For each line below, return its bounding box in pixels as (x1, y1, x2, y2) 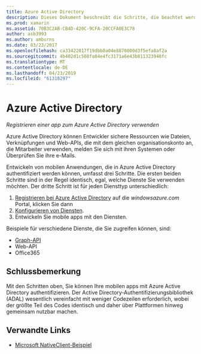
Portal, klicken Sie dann (14, 201, 74, 208)
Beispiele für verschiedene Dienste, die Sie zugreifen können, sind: (6, 225, 172, 232)
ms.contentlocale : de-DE (6, 64, 68, 71)
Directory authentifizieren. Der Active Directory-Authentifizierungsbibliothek (6, 289, 193, 296)
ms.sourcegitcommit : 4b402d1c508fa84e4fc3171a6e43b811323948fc (6, 53, 167, 59)
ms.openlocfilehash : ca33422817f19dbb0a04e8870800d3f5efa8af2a (6, 48, 167, 54)
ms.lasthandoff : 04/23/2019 (6, 70, 77, 76)
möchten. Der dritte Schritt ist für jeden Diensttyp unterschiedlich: (6, 183, 169, 190)
